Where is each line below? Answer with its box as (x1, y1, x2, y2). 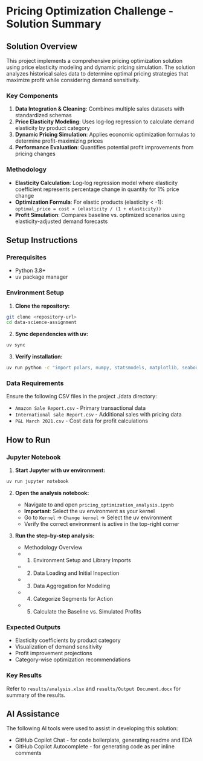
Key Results (6, 671, 42, 679)
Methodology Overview (24, 543, 83, 551)
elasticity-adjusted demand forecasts (14, 218, 108, 225)
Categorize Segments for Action (33, 595, 114, 602)
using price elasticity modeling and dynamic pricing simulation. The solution (6, 63, 196, 71)
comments (14, 750, 42, 757)
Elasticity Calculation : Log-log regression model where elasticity (14, 179, 178, 186)
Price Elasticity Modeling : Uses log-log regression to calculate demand (14, 118, 195, 125)
